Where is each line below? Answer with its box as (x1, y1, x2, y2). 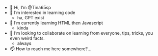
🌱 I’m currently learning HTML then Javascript (9, 20, 103, 26)
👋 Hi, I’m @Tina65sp (9, 5, 52, 10)
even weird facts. (9, 35, 45, 41)
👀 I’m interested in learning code (9, 10, 76, 15)
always (17, 41, 32, 46)
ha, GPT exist (17, 15, 44, 20)
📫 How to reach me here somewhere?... (9, 46, 92, 52)
